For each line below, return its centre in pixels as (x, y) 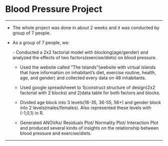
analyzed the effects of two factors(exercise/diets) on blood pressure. (84, 57)
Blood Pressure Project (54, 9)
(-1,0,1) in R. (32, 113)
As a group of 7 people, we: (41, 42)
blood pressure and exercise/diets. (55, 133)
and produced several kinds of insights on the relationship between (89, 128)
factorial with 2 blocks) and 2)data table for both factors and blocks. (90, 93)
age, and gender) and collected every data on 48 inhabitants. (83, 78)
